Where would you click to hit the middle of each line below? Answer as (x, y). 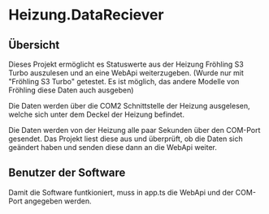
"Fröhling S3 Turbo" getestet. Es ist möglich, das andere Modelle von (124, 81)
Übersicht (34, 45)
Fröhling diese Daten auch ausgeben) (71, 90)
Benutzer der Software (67, 173)
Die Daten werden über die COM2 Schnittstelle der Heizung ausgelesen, (129, 106)
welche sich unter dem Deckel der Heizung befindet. (97, 114)
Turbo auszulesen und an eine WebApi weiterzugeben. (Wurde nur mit (126, 73)
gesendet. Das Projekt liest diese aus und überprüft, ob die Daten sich (126, 139)
